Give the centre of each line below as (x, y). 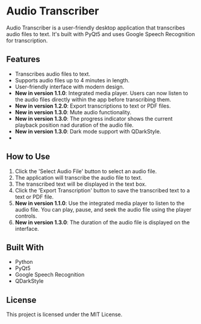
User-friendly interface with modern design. (70, 87)
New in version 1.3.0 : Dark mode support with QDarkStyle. (88, 131)
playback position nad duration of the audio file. (74, 125)
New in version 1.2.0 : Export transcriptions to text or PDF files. (93, 106)
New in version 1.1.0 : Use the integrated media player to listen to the (100, 203)
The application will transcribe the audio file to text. (79, 177)
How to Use (28, 157)
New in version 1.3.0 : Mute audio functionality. (73, 112)
